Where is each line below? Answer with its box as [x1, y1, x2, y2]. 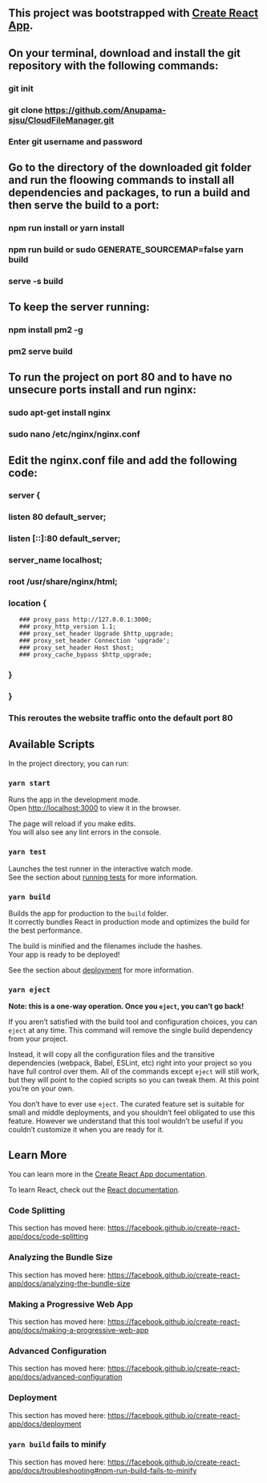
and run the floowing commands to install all [8, 173, 235, 187]
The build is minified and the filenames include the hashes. [8, 941, 203, 950]
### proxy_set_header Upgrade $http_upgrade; [18, 630, 174, 638]
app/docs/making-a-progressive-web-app [8, 1325, 149, 1335]
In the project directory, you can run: [8, 758, 129, 769]
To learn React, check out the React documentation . [8, 1185, 180, 1195]
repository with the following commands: [8, 59, 219, 72]
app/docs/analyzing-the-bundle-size [8, 1278, 131, 1288]
